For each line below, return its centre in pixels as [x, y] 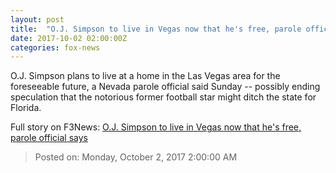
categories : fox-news [55, 47]
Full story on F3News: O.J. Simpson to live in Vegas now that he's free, [156, 127]
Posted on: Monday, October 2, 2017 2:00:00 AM [136, 157]
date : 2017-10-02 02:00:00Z [69, 38]
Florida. [26, 108]
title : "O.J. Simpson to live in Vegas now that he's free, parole [156, 29]
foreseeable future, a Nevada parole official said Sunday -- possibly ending [165, 87]
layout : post [37, 19]
